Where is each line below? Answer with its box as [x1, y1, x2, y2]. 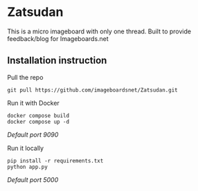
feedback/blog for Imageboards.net [7, 34, 109, 42]
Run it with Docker [7, 99, 60, 107]
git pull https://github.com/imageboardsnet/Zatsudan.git [7, 86, 178, 94]
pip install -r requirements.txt [7, 157, 104, 164]
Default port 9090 [7, 130, 59, 139]
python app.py [7, 163, 48, 170]
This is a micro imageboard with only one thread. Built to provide [7, 27, 192, 35]
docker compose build [7, 112, 70, 119]
